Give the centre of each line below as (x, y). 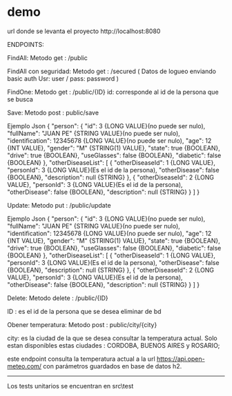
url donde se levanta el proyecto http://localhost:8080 (84, 31)
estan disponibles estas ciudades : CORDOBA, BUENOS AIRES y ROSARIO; (114, 345)
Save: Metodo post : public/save (53, 112)
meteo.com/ (25, 366)
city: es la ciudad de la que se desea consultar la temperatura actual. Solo (112, 338)
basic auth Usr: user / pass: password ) (63, 78)
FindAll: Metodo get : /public (47, 58)
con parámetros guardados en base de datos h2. (113, 366)
